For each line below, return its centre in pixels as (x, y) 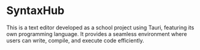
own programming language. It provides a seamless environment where (97, 34)
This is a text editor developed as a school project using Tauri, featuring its (100, 27)
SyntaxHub (35, 11)
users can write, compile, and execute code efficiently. (75, 40)
